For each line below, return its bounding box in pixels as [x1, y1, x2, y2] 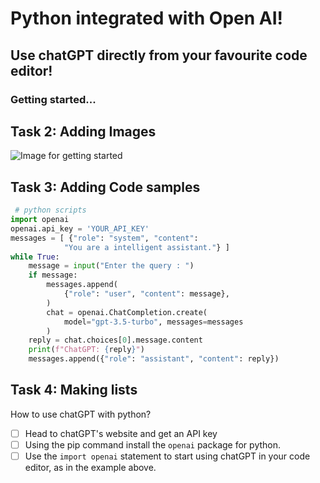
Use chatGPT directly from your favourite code [10, 47, 308, 64]
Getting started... [10, 92, 97, 106]
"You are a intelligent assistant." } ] [63, 242, 230, 252]
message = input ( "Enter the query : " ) [28, 261, 195, 271]
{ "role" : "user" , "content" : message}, [63, 289, 230, 299]
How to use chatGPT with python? [10, 408, 152, 420]
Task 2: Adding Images [10, 123, 157, 140]
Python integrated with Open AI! [10, 7, 284, 30]
